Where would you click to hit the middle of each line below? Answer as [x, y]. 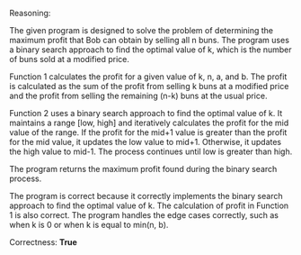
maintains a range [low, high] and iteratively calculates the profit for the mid [149, 123]
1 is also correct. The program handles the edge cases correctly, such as [144, 215]
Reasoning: [30, 13]
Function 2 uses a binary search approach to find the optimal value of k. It [146, 113]
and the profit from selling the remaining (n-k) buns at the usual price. [138, 96]
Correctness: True [44, 242]
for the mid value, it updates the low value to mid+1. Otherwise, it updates [145, 142]
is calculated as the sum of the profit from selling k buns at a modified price [149, 86]
